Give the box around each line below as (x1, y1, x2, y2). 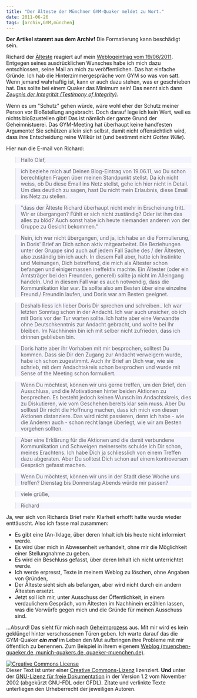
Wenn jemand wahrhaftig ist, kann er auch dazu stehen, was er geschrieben (6, 78, 191, 85)
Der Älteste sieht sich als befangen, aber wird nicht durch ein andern (14, 581, 182, 588)
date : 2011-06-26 (6, 14, 49, 20)
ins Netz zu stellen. (20, 193, 67, 200)
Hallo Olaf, (20, 157, 46, 164)
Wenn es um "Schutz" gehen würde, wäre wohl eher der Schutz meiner (6, 102, 179, 110)
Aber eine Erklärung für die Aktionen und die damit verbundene (20, 436, 175, 444)
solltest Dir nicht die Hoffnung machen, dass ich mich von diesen (20, 406, 178, 413)
